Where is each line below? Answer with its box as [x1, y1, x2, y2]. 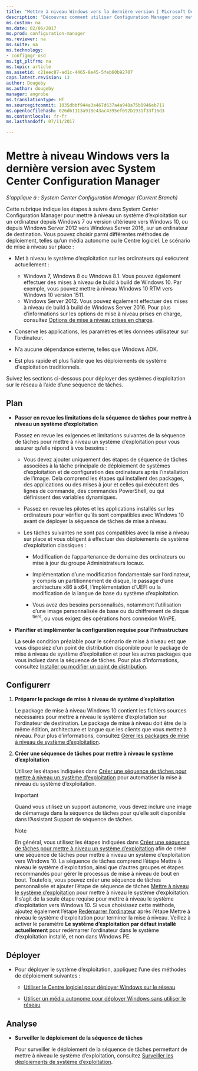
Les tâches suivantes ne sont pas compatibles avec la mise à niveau [23, 529, 190, 536]
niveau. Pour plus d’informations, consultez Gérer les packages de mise [14, 732, 190, 740]
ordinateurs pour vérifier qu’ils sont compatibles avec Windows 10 [23, 511, 184, 518]
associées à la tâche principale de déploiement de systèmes [23, 462, 170, 469]
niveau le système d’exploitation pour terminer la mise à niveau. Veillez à [14, 914, 191, 921]
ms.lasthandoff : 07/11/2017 [6, 119, 75, 125]
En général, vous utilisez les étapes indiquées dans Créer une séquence [14, 838, 190, 846]
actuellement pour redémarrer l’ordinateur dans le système [14, 927, 159, 934]
